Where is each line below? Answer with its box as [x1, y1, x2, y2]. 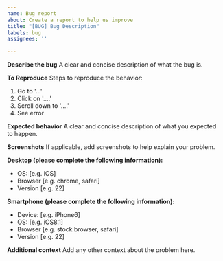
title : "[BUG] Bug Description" [7, 23, 99, 30]
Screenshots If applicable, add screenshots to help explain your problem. [7, 143, 215, 151]
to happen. [7, 130, 38, 138]
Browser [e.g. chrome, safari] [16, 177, 101, 185]
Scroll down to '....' [16, 102, 70, 110]
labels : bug [7, 29, 41, 36]
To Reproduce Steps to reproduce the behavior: [7, 73, 143, 82]
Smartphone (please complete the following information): [7, 197, 175, 206]
